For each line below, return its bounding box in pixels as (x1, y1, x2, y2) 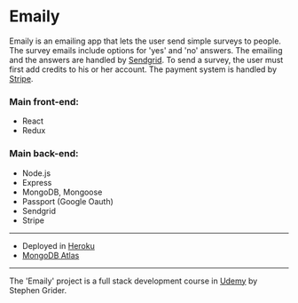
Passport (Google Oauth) (21, 195, 114, 206)
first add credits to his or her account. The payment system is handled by (9, 64, 278, 75)
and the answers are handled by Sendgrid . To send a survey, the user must (9, 54, 284, 65)
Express (21, 177, 52, 187)
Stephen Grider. (9, 284, 67, 295)
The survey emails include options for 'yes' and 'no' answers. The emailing (9, 44, 283, 55)
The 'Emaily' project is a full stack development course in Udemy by (9, 275, 258, 286)
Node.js (21, 167, 51, 179)
